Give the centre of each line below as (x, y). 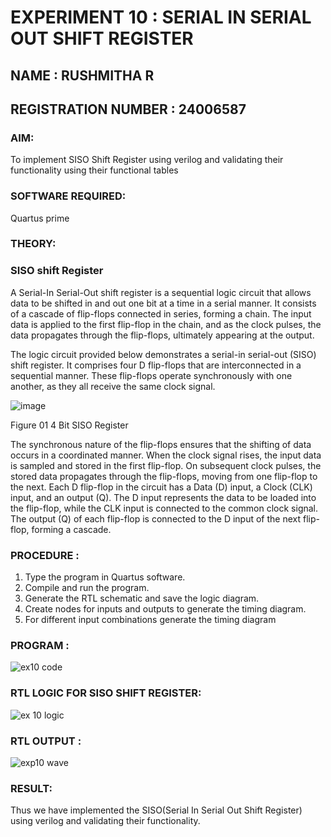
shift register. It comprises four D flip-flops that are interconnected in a (156, 365)
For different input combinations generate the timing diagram (150, 620)
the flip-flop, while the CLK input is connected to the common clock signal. (164, 508)
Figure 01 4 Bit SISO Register (69, 425)
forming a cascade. (71, 529)
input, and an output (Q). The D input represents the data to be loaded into (163, 497)
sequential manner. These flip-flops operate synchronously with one (151, 375)
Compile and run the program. (87, 588)
